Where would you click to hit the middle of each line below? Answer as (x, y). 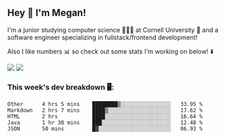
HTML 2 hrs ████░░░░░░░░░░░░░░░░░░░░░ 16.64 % (105, 117)
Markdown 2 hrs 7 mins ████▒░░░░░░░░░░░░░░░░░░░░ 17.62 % (105, 111)
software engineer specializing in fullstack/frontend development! (103, 37)
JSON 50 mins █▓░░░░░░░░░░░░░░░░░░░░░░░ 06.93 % (105, 129)
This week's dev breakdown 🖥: (61, 87)
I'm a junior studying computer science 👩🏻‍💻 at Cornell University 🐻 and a (113, 29)
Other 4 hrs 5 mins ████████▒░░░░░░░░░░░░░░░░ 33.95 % (105, 105)
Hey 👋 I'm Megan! (47, 13)
